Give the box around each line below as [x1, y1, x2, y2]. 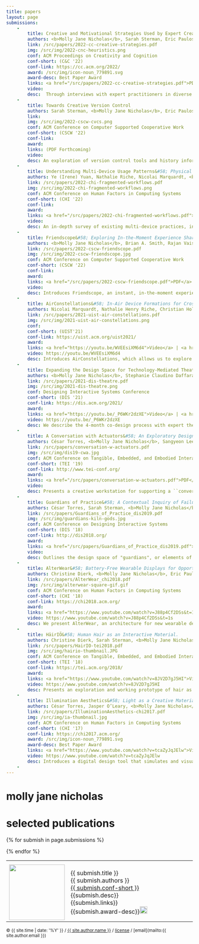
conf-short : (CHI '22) [27, 196, 84, 202]
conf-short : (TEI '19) [27, 461, 84, 467]
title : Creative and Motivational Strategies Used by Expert [27, 31, 182, 37]
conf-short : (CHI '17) [27, 725, 84, 731]
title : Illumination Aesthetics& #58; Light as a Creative [27, 698, 174, 704]
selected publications [6, 817, 115, 830]
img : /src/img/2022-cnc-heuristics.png [27, 47, 126, 53]
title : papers [6, 8, 41, 15]
